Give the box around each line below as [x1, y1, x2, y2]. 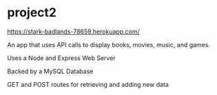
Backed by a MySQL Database [7, 67, 94, 75]
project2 [7, 5, 57, 21]
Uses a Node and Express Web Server [7, 53, 116, 62]
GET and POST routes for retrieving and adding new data [7, 80, 169, 88]
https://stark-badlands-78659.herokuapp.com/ [7, 27, 140, 36]
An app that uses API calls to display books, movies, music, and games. [7, 40, 210, 49]
